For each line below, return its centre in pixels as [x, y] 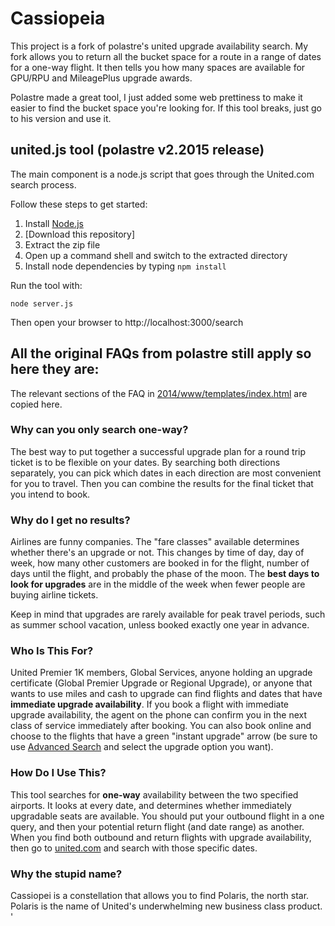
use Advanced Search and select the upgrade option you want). [142, 747]
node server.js [42, 303]
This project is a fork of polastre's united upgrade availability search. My [159, 46]
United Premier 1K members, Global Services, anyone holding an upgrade [161, 673]
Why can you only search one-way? [99, 430]
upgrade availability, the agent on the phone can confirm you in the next [159, 715]
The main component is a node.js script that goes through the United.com [162, 174]
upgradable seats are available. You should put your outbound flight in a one [167, 816]
